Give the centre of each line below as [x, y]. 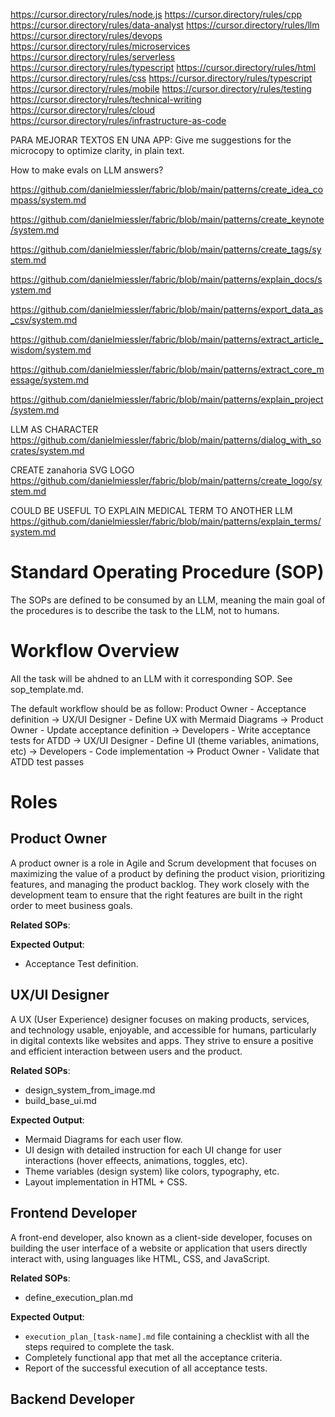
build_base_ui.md [60, 1100]
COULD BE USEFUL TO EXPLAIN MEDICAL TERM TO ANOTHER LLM [151, 510]
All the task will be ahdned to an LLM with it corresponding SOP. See [151, 678]
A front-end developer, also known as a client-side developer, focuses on [161, 1237]
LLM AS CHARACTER [54, 429]
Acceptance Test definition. [81, 963]
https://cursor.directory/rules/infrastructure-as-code [118, 120]
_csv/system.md [44, 320]
